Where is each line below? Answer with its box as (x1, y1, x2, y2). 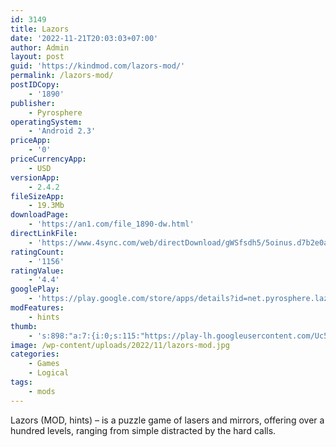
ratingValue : (10, 266, 65, 276)
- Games (28, 359, 60, 369)
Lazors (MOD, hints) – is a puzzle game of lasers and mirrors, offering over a (10, 414, 325, 426)
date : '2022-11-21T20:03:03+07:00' (10, 33, 159, 43)
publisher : (10, 98, 56, 108)
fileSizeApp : (10, 191, 65, 201)
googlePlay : (10, 284, 60, 295)
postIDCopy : (10, 80, 60, 90)
